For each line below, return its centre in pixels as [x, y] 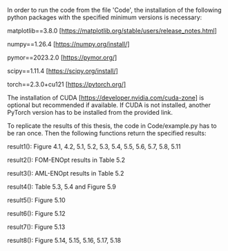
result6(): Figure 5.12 [36, 213]
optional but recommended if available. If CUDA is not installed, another [109, 105]
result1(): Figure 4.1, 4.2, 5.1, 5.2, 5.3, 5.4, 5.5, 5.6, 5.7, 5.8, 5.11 [94, 147]
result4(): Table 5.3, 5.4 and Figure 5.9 [61, 187]
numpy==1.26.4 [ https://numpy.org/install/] [68, 44]
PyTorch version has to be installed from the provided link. [90, 112]
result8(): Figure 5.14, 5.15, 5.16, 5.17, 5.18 [64, 240]
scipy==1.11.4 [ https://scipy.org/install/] [63, 71]
